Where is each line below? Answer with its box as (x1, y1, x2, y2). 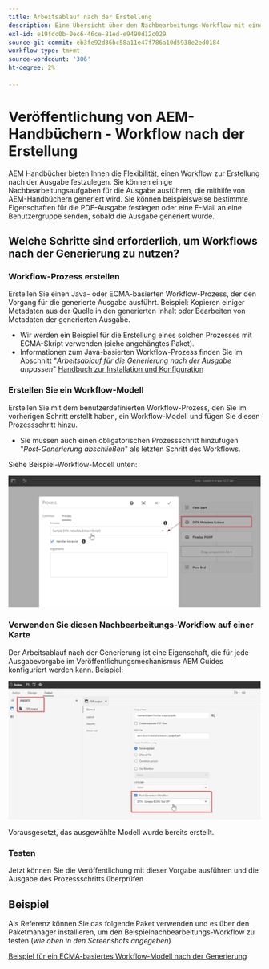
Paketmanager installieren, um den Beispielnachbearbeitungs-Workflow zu (8, 927, 255, 937)
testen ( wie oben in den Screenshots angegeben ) (8, 936, 171, 946)
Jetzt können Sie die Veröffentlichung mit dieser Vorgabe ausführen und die (8, 865, 259, 875)
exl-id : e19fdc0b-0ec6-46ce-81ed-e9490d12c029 (8, 30, 167, 38)
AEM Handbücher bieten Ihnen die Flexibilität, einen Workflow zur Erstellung (8, 169, 260, 178)
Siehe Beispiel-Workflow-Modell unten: (8, 459, 138, 469)
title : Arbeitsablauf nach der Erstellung (8, 13, 152, 21)
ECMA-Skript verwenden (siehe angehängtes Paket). (19, 339, 195, 348)
